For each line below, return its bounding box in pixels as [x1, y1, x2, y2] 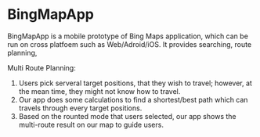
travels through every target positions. [18, 103, 143, 113]
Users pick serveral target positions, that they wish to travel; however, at [18, 78, 252, 88]
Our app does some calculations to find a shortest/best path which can [18, 95, 248, 104]
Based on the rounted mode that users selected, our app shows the [18, 111, 237, 121]
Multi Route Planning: [7, 63, 76, 72]
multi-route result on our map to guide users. [18, 120, 164, 129]
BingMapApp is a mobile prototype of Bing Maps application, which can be [7, 31, 248, 41]
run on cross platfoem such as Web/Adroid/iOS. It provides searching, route [7, 39, 252, 49]
